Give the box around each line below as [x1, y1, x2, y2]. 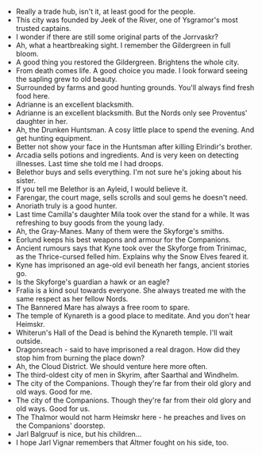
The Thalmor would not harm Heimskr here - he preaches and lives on [15, 413, 246, 422]
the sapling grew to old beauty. [15, 75, 118, 84]
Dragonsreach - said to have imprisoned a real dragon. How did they [15, 345, 241, 354]
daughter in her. [15, 117, 68, 126]
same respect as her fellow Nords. [15, 294, 129, 303]
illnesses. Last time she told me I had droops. [15, 159, 164, 168]
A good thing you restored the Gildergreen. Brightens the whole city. [15, 57, 240, 67]
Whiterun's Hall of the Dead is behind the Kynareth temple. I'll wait [15, 328, 233, 337]
